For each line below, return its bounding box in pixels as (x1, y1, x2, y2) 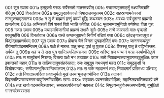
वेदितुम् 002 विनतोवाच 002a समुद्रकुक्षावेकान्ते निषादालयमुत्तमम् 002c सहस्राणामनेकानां (5, 10, 141, 16)
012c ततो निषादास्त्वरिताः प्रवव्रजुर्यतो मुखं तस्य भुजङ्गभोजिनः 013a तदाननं (5, 71, 122, 77)
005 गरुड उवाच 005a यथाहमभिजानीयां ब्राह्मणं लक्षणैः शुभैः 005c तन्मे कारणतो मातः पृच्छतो (5, 27, 148, 33)
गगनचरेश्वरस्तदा (5, 88, 31, 94)
